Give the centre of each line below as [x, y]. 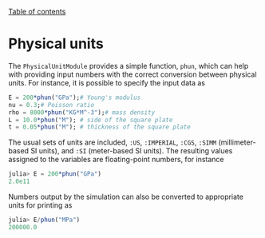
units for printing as [40, 205]
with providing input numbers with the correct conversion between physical [132, 74]
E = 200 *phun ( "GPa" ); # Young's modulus [75, 97]
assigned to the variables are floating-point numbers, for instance [116, 160]
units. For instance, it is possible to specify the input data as [107, 82]
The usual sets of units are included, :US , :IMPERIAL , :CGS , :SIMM [113, 142]
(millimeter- [237, 142]
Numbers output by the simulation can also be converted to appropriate [126, 197]
